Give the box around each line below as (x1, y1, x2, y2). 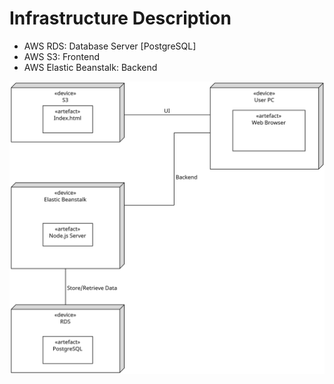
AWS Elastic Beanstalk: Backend (23, 61, 158, 73)
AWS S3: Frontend (23, 50, 100, 62)
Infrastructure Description (9, 7, 232, 30)
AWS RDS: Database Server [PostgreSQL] (23, 40, 197, 52)
